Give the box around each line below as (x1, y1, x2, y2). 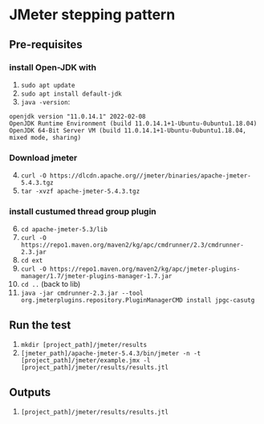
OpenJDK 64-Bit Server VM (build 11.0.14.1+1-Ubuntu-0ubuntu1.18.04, (9, 126, 247, 134)
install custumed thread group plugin (9, 206, 157, 218)
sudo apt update (20, 81, 75, 89)
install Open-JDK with (9, 62, 97, 73)
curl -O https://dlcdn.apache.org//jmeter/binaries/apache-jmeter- (20, 172, 251, 180)
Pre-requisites (9, 38, 83, 51)
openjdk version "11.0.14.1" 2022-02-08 (9, 112, 147, 120)
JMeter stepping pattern (9, 6, 176, 24)
